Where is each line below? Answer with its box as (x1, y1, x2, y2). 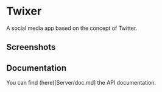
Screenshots (6, 42, 56, 52)
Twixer (6, 4, 42, 18)
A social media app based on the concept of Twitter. (6, 24, 138, 32)
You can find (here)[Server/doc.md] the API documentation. (6, 79, 157, 87)
